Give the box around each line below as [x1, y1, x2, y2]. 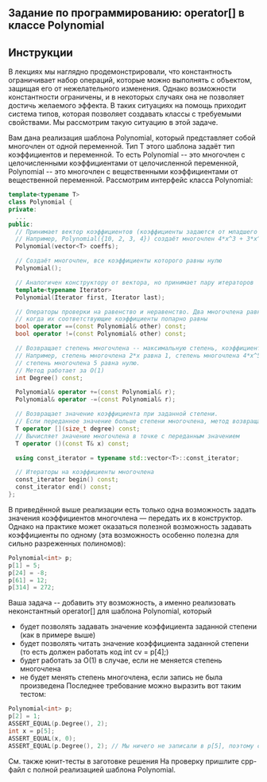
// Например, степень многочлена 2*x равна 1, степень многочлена [15, 352, 240, 360]
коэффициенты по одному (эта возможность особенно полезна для [8, 530, 239, 539]
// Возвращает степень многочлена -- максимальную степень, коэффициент [15, 344, 261, 352]
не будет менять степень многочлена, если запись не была [19, 672, 223, 683]
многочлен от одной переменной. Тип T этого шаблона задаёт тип [8, 142, 235, 151]
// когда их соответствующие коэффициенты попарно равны [15, 315, 208, 323]
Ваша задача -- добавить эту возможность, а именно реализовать [8, 598, 236, 608]
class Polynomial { [8, 198, 73, 206]
